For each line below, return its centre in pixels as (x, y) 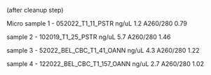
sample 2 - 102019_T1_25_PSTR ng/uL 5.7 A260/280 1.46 (89, 37)
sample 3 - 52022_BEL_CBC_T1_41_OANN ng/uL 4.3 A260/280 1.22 (103, 50)
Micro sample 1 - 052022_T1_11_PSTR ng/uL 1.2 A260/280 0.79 (97, 23)
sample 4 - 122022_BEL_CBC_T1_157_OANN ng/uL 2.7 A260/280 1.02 (105, 64)
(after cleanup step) (35, 10)
